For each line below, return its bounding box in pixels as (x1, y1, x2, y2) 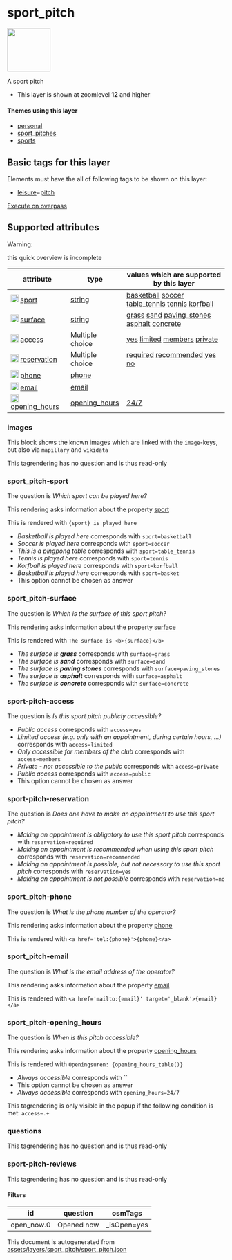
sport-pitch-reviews (7, 1159, 77, 1169)
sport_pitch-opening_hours (7, 1017, 102, 1027)
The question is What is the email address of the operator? (7, 967, 175, 976)
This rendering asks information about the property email (7, 980, 170, 989)
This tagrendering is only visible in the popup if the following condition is (7, 1102, 214, 1110)
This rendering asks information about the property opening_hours (7, 1047, 197, 1055)
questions (7, 1126, 42, 1136)
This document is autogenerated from (7, 1237, 115, 1246)
